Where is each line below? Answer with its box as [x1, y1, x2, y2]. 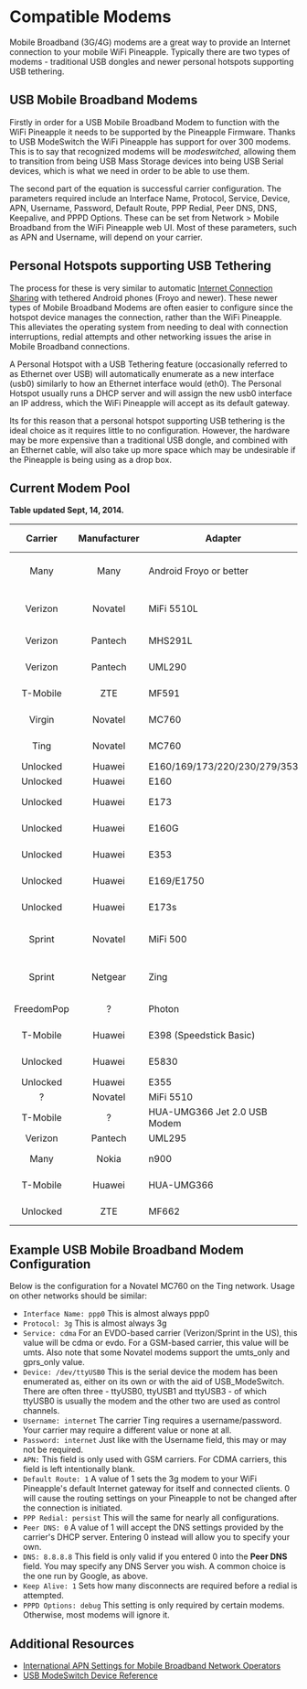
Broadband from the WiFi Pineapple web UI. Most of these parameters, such [9, 221, 297, 232]
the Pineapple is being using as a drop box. [9, 454, 172, 465]
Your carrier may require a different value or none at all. [22, 1425, 232, 1436]
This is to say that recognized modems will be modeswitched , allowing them [9, 145, 297, 156]
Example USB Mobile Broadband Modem [9, 1242, 244, 1257]
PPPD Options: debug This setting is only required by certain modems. [22, 1599, 285, 1611]
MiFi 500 [148, 933, 187, 946]
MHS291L [148, 634, 193, 647]
